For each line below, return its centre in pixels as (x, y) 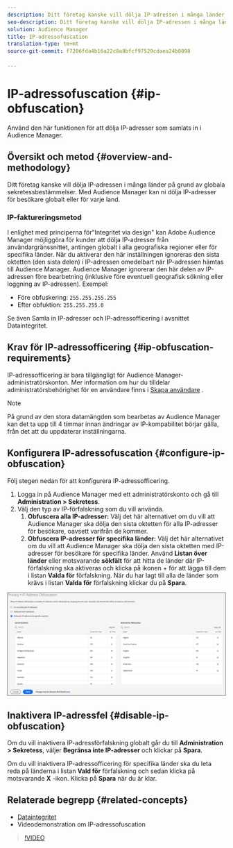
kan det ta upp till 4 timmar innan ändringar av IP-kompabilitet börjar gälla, (113, 424)
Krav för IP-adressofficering (69, 347)
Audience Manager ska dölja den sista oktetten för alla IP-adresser (123, 523)
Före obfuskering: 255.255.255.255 (67, 297)
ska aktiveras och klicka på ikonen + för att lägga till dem (145, 568)
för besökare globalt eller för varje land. (64, 199)
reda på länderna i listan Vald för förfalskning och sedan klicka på (101, 771)
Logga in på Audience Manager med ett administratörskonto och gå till (118, 494)
